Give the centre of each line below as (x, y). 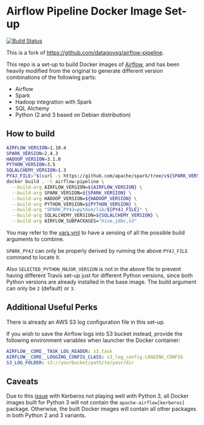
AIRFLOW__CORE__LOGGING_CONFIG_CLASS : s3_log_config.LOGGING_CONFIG (95, 357)
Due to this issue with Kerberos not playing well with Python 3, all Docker (98, 396)
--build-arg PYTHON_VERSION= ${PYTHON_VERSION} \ (74, 204)
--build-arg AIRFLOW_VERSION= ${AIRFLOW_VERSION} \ (77, 187)
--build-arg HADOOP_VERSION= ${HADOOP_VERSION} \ (74, 198)
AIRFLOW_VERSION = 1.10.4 (36, 148)
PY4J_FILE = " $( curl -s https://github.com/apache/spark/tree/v (87, 176)
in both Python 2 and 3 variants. (46, 415)
